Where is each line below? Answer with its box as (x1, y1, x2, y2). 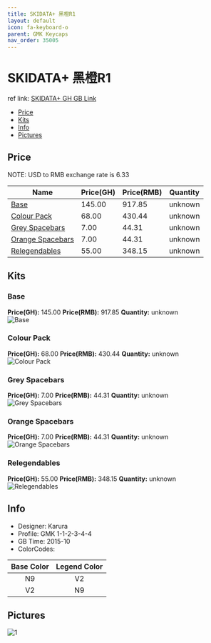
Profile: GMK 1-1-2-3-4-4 (17, 529, 92, 538)
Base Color (11, 562, 49, 572)
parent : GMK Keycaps (7, 30, 69, 38)
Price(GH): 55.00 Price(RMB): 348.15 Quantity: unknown (7, 474, 177, 483)
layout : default (7, 17, 56, 24)
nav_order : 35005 (7, 37, 59, 44)
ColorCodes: (17, 544, 56, 553)
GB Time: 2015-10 (17, 537, 71, 545)
